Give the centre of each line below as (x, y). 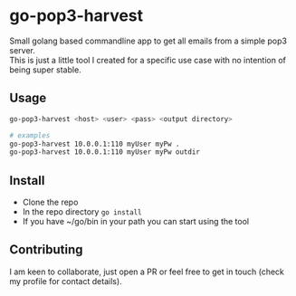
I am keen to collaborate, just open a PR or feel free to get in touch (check (147, 272)
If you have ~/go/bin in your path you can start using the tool (136, 222)
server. (23, 50)
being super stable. (45, 70)
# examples (30, 135)
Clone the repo (50, 202)
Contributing (46, 250)
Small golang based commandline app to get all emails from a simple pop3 (148, 41)
